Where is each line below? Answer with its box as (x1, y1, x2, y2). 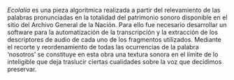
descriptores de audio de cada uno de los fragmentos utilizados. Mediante (7, 35, 221, 44)
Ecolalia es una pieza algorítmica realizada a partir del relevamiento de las (7, 6, 221, 14)
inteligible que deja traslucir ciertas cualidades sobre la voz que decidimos (7, 58, 222, 65)
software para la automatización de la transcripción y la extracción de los (7, 28, 219, 36)
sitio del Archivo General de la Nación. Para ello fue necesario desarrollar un (7, 21, 227, 29)
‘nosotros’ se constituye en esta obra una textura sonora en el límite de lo (7, 50, 219, 58)
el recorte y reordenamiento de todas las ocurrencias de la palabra (7, 43, 199, 51)
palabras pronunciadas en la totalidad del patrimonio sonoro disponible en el (7, 13, 228, 22)
